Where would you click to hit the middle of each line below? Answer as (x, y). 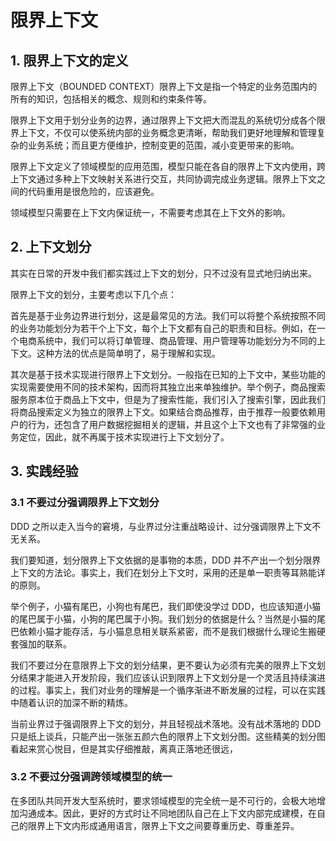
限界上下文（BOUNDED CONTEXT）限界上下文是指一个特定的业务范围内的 (164, 86)
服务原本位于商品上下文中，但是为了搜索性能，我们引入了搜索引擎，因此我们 (168, 399)
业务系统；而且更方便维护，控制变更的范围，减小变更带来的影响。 (163, 145)
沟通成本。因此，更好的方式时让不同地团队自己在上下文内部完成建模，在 (167, 813)
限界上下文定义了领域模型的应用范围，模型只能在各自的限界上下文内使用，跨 (168, 166)
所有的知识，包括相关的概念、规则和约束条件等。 (111, 99)
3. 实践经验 (44, 471)
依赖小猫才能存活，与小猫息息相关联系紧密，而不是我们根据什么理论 (159, 631)
